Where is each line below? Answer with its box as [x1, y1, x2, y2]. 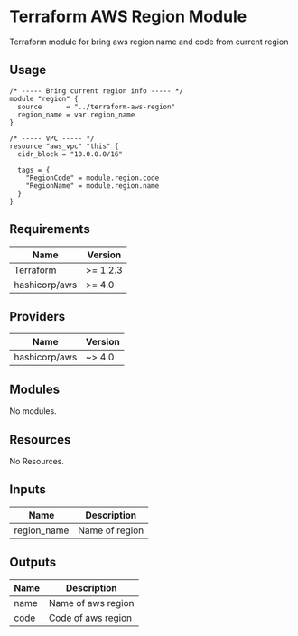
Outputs [9, 555, 57, 570]
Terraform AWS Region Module [9, 6, 247, 27]
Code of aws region [48, 612, 133, 624]
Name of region [78, 524, 144, 537]
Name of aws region [48, 596, 135, 609]
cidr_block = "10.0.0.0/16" [17, 149, 124, 159]
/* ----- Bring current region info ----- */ [9, 86, 183, 96]
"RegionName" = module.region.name [25, 181, 160, 191]
